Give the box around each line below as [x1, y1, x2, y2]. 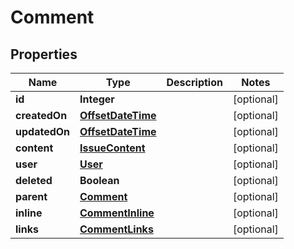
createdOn [15, 109, 68, 122]
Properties [10, 46, 78, 63]
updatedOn [15, 125, 71, 138]
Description [166, 76, 223, 89]
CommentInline [79, 206, 155, 220]
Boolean [79, 174, 120, 187]
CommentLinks [79, 222, 154, 236]
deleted [15, 174, 53, 187]
